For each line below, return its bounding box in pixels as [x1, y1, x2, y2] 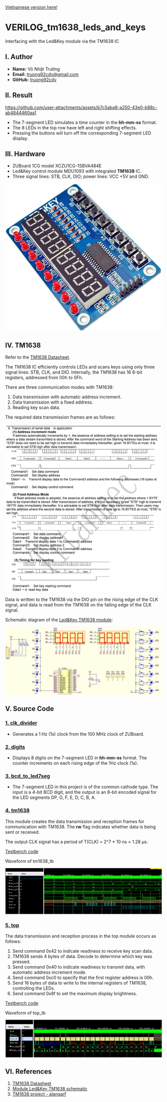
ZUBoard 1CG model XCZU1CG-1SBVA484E [12, 163, 102, 169]
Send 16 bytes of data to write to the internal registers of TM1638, [12, 980, 147, 986]
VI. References [5, 1067, 52, 1076]
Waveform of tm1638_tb [5, 858, 54, 864]
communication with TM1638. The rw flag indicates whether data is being [5, 824, 156, 830]
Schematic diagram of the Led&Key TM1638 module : [5, 617, 113, 623]
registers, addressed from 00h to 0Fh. [5, 374, 83, 380]
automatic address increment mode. [12, 969, 87, 976]
